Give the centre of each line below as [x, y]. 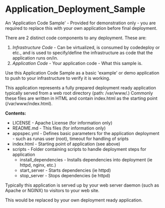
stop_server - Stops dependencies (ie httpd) [65, 175]
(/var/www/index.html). [29, 103]
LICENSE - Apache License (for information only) [62, 123]
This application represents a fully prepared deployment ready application [81, 87]
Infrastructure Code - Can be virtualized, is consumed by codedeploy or [86, 47]
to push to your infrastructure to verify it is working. [58, 78]
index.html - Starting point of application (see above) [66, 144]
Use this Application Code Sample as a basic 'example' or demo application [82, 72]
